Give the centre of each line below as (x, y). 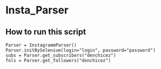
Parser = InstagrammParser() (41, 45)
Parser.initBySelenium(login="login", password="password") (81, 50)
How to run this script (46, 32)
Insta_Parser (37, 10)
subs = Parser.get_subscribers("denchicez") (61, 56)
